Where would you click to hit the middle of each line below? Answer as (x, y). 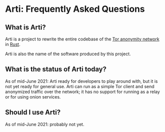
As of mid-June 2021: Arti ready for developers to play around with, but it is (82, 81)
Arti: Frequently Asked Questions (75, 9)
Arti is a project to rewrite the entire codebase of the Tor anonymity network (82, 39)
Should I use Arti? (33, 113)
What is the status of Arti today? (56, 69)
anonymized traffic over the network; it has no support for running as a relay (82, 92)
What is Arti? (25, 27)
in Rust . (13, 44)
